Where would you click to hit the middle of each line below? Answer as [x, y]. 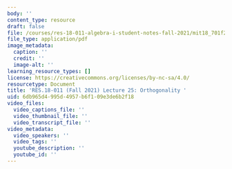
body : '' [20, 13]
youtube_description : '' [49, 148]
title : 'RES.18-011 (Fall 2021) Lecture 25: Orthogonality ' [97, 90]
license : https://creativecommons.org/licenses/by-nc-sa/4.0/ [98, 78]
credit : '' [29, 59]
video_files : [26, 103]
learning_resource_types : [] [49, 71]
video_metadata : [30, 129]
